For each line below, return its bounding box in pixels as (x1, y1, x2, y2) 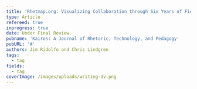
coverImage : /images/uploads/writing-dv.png (6, 74, 117, 80)
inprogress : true (6, 25, 49, 31)
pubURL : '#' (6, 42, 35, 47)
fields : (6, 63, 25, 69)
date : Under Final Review (6, 30, 69, 36)
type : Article (6, 14, 41, 20)
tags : (6, 52, 19, 58)
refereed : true (6, 19, 43, 25)
